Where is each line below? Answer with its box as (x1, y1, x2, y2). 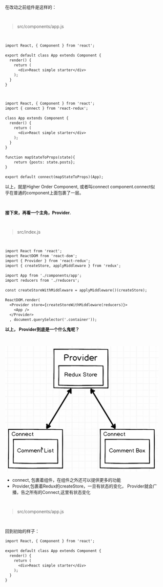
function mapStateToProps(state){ (5, 155, 76, 160)
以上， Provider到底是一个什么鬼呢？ (5, 326, 80, 332)
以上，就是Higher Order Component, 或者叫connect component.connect (5, 184, 151, 190)
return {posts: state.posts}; (14, 160, 76, 165)
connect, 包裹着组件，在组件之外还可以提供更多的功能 (12, 477, 121, 483)
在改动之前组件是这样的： (5, 4, 57, 10)
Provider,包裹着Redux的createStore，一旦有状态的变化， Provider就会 (12, 483, 153, 489)
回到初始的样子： (5, 528, 40, 534)
